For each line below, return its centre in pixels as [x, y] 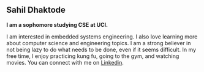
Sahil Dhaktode [36, 10]
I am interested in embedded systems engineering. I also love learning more [102, 37]
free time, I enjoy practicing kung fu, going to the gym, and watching [93, 56]
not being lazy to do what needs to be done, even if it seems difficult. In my [101, 49]
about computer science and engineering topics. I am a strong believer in [99, 43]
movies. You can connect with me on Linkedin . [65, 62]
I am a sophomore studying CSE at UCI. [57, 24]
